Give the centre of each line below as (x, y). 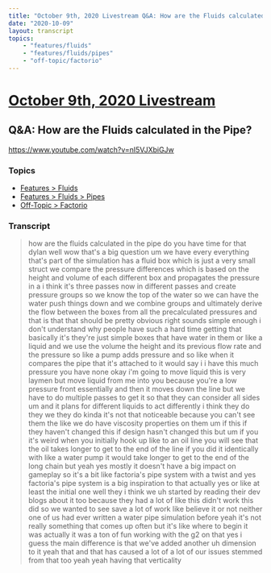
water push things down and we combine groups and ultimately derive (145, 304)
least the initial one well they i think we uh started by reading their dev (144, 492)
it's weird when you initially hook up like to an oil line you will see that (143, 441)
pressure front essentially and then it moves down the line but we (137, 389)
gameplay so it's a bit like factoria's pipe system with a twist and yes (142, 475)
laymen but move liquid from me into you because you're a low (133, 380)
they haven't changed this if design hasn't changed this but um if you (143, 432)
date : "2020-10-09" (41, 23)
